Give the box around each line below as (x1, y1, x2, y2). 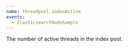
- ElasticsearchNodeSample (11, 19, 79, 25)
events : (6, 14, 26, 20)
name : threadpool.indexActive (6, 8, 82, 15)
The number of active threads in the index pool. (6, 36, 123, 43)
